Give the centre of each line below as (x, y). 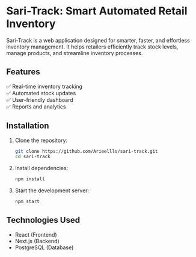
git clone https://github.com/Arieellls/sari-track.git (86, 151)
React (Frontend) (36, 234)
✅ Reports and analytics (36, 107)
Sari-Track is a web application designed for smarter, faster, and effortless (98, 40)
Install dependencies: (41, 168)
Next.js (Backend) (37, 241)
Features (23, 72)
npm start (27, 202)
